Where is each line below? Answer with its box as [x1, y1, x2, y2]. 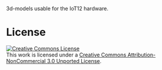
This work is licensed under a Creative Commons [6, 51, 126, 58]
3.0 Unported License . [47, 57, 102, 64]
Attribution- [127, 51, 156, 58]
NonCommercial [6, 57, 46, 64]
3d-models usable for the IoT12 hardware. [6, 5, 109, 12]
